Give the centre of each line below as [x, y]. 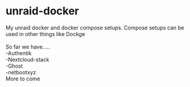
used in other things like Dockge [45, 34]
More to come [23, 79]
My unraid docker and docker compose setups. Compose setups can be [95, 28]
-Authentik [19, 53]
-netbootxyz [21, 72]
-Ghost [14, 66]
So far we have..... [28, 47]
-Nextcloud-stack [27, 59]
